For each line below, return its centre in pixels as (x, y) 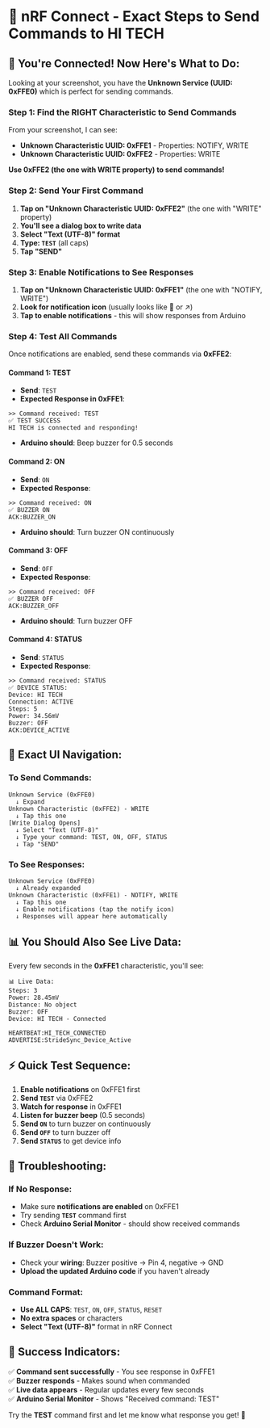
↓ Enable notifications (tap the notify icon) (95, 909)
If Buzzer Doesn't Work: (56, 1245)
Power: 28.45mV (34, 997)
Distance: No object (43, 1005)
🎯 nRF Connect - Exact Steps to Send (134, 17)
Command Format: (46, 1291)
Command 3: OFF (38, 550)
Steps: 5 (23, 709)
